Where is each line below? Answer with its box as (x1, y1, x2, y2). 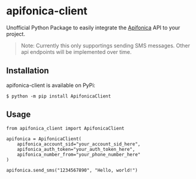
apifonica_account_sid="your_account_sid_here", (17, 141, 141, 147)
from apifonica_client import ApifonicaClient (6, 125, 125, 131)
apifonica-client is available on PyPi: (6, 81, 96, 89)
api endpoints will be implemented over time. (20, 48, 132, 55)
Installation (6, 66, 49, 76)
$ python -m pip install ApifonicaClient (6, 93, 111, 99)
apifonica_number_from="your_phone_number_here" (17, 151, 141, 157)
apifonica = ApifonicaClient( (6, 136, 82, 142)
